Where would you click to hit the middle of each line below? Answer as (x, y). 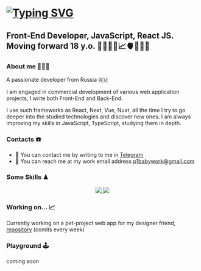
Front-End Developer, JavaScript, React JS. (90, 36)
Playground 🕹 (28, 245)
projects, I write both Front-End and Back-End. (65, 98)
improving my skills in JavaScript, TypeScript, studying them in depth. (94, 123)
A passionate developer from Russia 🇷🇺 (57, 79)
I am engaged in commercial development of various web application (93, 92)
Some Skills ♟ (27, 177)
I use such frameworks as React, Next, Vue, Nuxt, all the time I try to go (96, 110)
